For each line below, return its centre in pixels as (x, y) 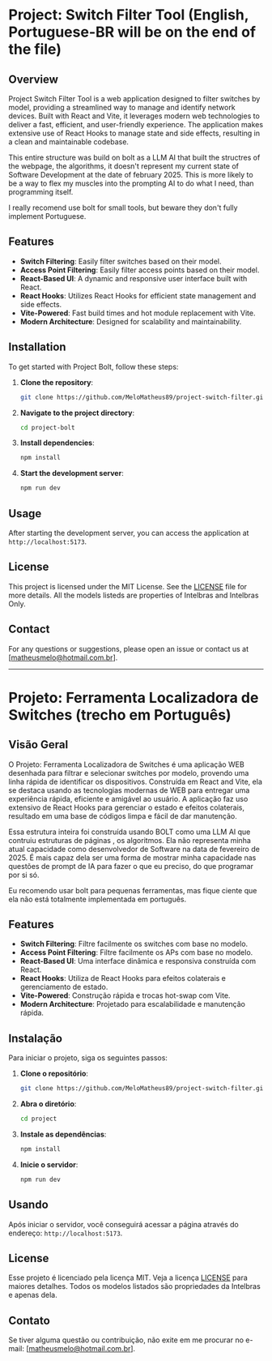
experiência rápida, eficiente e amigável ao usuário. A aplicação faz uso (128, 798)
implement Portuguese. (47, 216)
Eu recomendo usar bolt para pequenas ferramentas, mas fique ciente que (133, 890)
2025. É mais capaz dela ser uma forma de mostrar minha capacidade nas (132, 858)
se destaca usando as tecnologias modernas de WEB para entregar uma (129, 790)
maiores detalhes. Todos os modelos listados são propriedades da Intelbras (134, 1286)
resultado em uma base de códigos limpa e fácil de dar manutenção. (123, 815)
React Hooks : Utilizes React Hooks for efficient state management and (138, 295)
